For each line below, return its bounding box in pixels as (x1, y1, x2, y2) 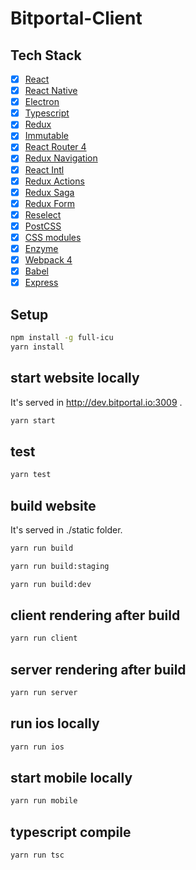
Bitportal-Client (10, 7, 143, 30)
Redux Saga (24, 186, 75, 198)
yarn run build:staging (10, 561, 110, 571)
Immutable (24, 130, 69, 142)
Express (24, 277, 59, 289)
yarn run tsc (10, 850, 65, 861)
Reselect (24, 208, 62, 221)
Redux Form (24, 197, 76, 209)
